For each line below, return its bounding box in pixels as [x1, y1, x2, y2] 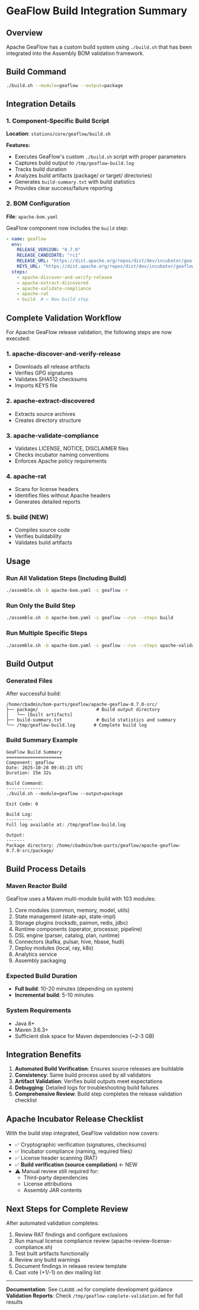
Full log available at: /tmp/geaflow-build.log [6, 822, 126, 828]
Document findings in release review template [14, 1263, 127, 1270]
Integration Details [6, 99, 76, 109]
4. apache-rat [6, 472, 46, 481]
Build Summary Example [6, 736, 78, 744]
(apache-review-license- [111, 1237, 172, 1245]
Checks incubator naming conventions [14, 451, 110, 458]
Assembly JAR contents [23, 1187, 82, 1194]
